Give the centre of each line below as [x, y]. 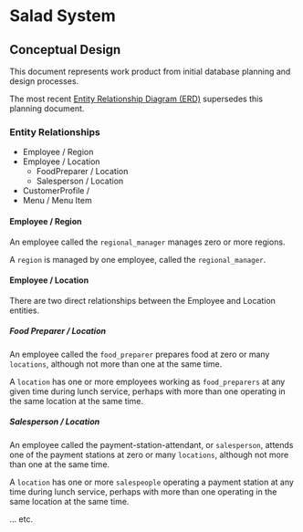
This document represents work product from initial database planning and [150, 71]
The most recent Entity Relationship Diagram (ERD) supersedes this [136, 99]
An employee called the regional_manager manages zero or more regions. [147, 242]
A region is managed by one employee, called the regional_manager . [138, 259]
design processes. [44, 81]
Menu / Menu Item [57, 201]
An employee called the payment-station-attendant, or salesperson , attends [151, 444]
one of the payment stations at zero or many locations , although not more [149, 454]
